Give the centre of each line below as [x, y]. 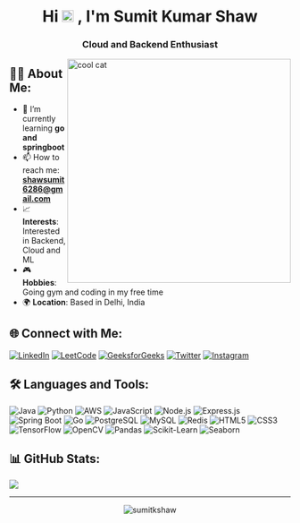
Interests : [41, 221]
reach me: [41, 170]
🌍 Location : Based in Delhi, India [83, 302]
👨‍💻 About [36, 73]
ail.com [36, 198]
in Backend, [44, 240]
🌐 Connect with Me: [66, 334]
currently [39, 118]
